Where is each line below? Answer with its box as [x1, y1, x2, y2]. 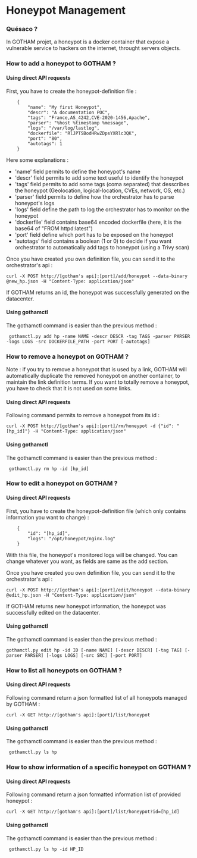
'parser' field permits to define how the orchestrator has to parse [14, 193, 174, 200]
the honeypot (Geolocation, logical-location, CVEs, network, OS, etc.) [14, 187, 186, 194]
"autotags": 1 [27, 140, 62, 146]
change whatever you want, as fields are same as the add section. [6, 558, 168, 565]
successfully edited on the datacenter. [6, 609, 100, 616]
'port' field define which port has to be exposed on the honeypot [14, 231, 174, 238]
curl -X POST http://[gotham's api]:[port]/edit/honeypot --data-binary [6, 587, 190, 593]
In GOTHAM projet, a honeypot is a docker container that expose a [6, 38, 170, 45]
